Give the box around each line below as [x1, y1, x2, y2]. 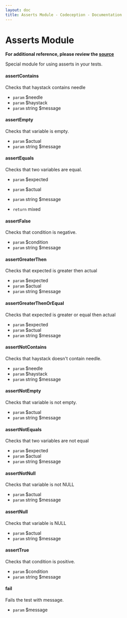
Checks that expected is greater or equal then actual [5, 312, 116, 318]
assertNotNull [5, 470, 36, 476]
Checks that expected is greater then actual [5, 268, 97, 274]
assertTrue [5, 547, 30, 553]
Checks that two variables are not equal [5, 438, 89, 444]
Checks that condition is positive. [5, 558, 75, 564]
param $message [12, 607, 48, 613]
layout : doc [5, 7, 31, 13]
